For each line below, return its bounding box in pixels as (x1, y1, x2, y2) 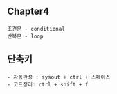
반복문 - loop (7, 33, 44, 40)
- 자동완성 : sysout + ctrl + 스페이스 (7, 73, 111, 81)
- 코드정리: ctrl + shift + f (7, 81, 89, 88)
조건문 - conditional (7, 25, 66, 32)
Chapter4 (7, 6, 50, 17)
